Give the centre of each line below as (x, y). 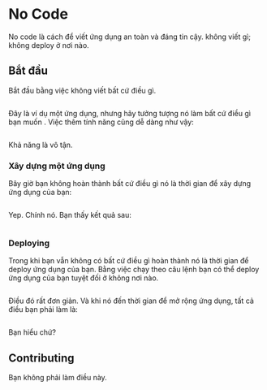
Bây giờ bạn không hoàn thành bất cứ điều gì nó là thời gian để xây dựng (130, 184)
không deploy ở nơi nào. (49, 45)
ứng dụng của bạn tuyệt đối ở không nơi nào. (84, 278)
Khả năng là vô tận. (41, 145)
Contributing (41, 358)
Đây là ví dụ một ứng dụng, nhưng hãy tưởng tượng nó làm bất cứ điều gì (130, 113)
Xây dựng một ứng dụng (57, 166)
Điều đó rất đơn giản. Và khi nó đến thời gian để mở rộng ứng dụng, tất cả (131, 301)
